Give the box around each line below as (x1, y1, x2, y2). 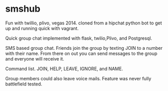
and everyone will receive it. (5, 55, 65, 62)
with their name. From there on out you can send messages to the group (5, 50, 157, 56)
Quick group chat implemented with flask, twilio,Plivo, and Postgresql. (5, 35, 152, 41)
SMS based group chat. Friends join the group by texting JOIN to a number (5, 45, 163, 51)
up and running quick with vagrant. (5, 25, 79, 31)
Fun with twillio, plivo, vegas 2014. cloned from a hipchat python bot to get (5, 20, 162, 26)
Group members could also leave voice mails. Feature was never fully (5, 75, 152, 81)
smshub (5, 3, 41, 15)
